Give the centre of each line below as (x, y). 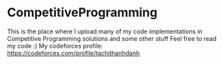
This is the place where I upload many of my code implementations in (105, 31)
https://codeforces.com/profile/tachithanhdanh (74, 53)
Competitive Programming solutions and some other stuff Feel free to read (112, 38)
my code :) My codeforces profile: (55, 46)
